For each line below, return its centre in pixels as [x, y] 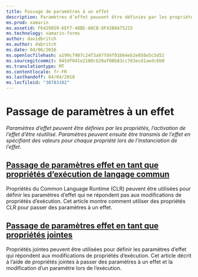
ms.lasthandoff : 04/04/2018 [41, 77]
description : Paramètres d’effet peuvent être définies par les [87, 17]
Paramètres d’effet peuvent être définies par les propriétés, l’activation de [96, 128]
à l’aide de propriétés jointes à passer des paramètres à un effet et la [89, 262]
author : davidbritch [32, 39]
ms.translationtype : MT [35, 66]
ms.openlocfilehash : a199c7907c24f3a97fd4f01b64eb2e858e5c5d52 [85, 55]
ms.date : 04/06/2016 [32, 50]
